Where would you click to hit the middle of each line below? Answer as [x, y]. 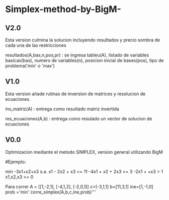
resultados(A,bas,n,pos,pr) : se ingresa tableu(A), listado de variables [77, 55]
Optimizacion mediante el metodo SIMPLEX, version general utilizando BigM [84, 152]
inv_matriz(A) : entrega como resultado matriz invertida [62, 109]
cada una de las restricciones [36, 45]
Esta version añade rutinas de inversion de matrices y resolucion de [75, 94]
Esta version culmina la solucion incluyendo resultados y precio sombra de [82, 40]
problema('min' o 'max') [30, 66]
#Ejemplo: [16, 162]
